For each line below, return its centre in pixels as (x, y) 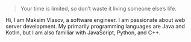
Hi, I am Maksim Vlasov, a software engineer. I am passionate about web (95, 20)
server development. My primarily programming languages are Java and (95, 26)
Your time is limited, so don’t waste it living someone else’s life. (99, 9)
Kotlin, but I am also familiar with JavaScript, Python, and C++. (83, 33)
